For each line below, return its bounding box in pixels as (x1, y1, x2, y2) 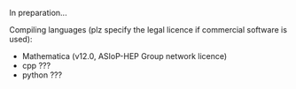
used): (9, 34, 33, 44)
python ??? (21, 70, 63, 80)
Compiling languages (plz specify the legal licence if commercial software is (9, 25, 288, 34)
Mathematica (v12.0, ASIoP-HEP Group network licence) (21, 51, 228, 61)
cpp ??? (21, 61, 51, 70)
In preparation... (9, 8, 68, 18)
